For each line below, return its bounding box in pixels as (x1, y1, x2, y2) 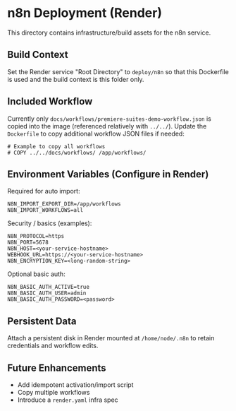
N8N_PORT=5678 (7, 239, 49, 246)
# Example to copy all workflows (7, 143, 106, 150)
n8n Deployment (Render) (7, 5, 162, 21)
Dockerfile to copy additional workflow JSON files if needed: (7, 129, 185, 138)
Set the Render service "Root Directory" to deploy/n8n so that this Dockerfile (7, 67, 229, 76)
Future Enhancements (7, 362, 107, 374)
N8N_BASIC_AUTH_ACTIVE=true (7, 284, 90, 291)
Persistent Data (7, 315, 77, 327)
